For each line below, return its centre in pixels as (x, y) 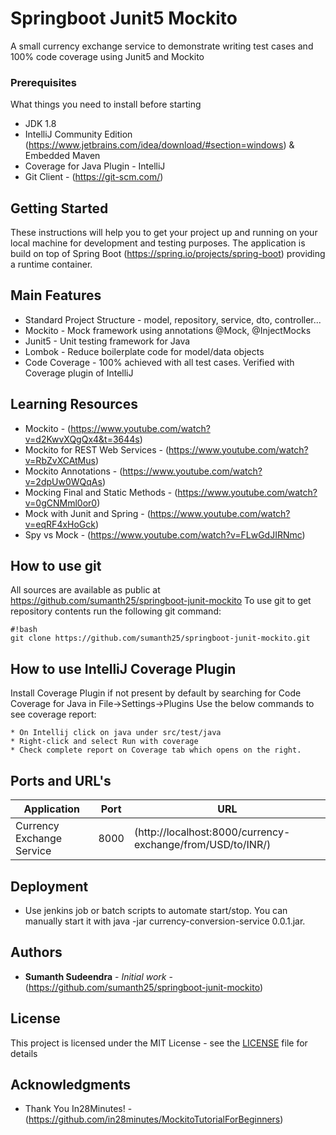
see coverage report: (53, 714)
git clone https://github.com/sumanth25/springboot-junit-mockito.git (160, 638)
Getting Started (59, 208)
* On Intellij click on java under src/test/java (116, 733)
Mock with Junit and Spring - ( (87, 513)
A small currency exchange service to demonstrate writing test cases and (162, 46)
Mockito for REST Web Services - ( (96, 449)
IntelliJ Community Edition (78, 134)
